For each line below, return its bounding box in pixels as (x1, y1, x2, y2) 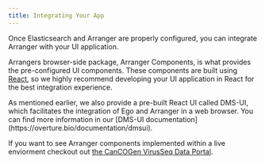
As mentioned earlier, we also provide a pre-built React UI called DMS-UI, (8, 97, 248, 107)
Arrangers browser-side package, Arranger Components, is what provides (8, 57, 252, 67)
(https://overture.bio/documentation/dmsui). (8, 123, 153, 132)
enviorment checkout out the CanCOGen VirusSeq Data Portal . (8, 147, 213, 156)
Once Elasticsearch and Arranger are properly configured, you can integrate (8, 33, 258, 43)
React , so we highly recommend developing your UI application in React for (8, 74, 255, 83)
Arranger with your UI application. (8, 41, 119, 51)
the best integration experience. (8, 82, 113, 92)
